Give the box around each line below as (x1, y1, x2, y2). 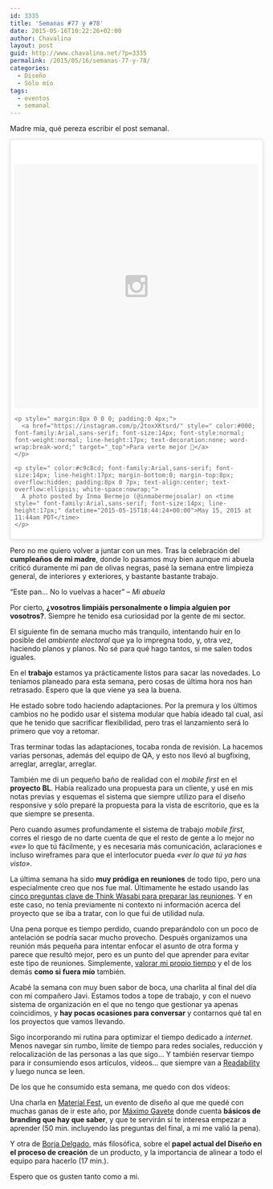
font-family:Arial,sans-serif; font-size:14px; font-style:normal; (14, 429, 245, 437)
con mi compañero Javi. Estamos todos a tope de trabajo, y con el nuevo (10, 991, 251, 1001)
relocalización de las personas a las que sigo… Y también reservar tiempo (10, 1050, 255, 1059)
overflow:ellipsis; (14, 485, 79, 493)
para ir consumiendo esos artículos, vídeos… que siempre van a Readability (10, 1058, 260, 1067)
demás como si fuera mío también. (10, 967, 126, 976)
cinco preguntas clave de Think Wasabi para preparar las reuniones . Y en (10, 891, 253, 902)
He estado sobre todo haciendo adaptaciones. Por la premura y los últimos (10, 701, 258, 711)
